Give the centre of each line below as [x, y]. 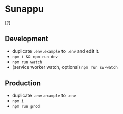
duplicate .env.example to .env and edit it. [56, 51]
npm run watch [27, 62]
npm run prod [26, 106]
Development [27, 39]
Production [23, 83]
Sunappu [24, 9]
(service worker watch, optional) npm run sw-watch [65, 67]
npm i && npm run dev [35, 57]
